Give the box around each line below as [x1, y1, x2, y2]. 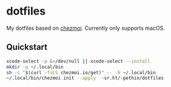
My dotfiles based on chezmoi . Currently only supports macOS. [6, 24, 165, 32]
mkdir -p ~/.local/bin [6, 64, 64, 70]
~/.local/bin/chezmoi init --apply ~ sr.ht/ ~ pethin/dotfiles [6, 75, 164, 82]
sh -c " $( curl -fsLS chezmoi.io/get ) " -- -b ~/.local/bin [6, 69, 156, 75]
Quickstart [6, 42, 48, 52]
